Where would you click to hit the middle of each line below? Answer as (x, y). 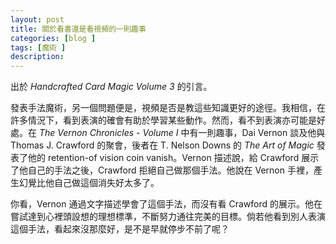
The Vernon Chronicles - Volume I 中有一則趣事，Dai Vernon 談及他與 (182, 133)
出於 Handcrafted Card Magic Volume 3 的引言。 (111, 87)
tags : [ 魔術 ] (38, 47)
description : (37, 57)
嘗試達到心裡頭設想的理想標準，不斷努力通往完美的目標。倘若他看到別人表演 (168, 217)
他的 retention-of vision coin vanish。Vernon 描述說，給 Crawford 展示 (173, 158)
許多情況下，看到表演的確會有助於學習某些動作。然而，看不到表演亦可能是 (163, 120)
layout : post (37, 19)
